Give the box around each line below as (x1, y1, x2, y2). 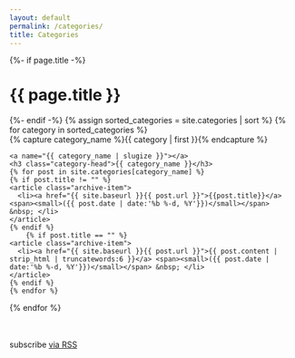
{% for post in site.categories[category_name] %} (9, 168, 205, 177)
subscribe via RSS (9, 339, 78, 350)
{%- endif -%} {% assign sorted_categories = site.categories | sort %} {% (9, 115, 287, 126)
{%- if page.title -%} (9, 55, 86, 66)
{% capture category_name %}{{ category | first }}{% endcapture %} (9, 134, 269, 145)
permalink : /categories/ (9, 22, 103, 31)
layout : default (9, 13, 71, 23)
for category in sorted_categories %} (9, 124, 148, 136)
